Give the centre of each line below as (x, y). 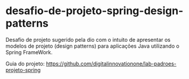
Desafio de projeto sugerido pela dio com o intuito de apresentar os (88, 39)
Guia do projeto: (25, 64)
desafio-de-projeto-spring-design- (94, 11)
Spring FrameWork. (29, 52)
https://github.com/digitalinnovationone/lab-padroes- (111, 64)
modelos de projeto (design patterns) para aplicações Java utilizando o (92, 46)
